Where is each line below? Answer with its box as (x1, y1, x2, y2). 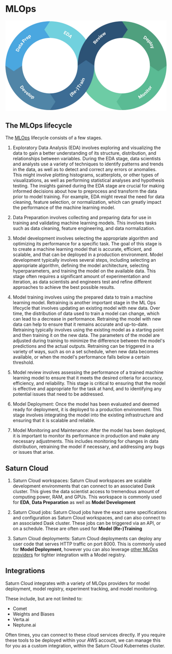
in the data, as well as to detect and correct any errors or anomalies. (12, 166, 157, 173)
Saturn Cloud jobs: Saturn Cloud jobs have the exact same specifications (12, 509, 167, 515)
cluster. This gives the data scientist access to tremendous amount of (12, 489, 160, 495)
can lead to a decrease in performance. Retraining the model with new (12, 316, 161, 322)
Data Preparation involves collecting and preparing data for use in (12, 215, 152, 221)
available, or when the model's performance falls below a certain (12, 354, 150, 360)
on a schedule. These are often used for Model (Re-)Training (12, 525, 142, 532)
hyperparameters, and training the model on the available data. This (12, 268, 156, 274)
